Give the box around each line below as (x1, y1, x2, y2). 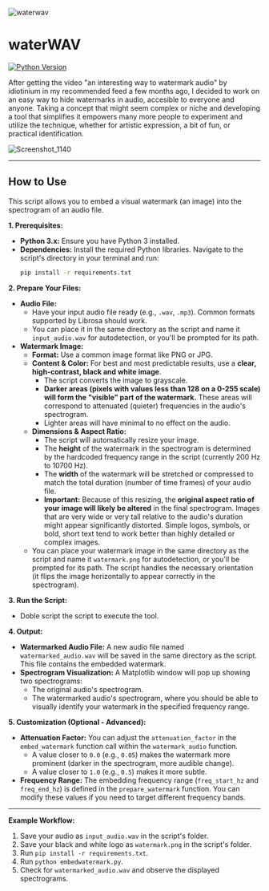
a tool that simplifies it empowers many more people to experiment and (8, 111, 243, 121)
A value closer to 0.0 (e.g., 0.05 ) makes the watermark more (31, 750, 231, 759)
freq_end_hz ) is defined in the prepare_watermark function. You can (19, 784, 240, 793)
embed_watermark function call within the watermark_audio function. (19, 741, 239, 751)
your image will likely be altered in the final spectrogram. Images (43, 503, 260, 512)
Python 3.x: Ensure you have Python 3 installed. (19, 236, 180, 245)
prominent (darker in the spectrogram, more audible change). (31, 758, 235, 767)
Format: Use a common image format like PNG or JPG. (31, 350, 214, 359)
